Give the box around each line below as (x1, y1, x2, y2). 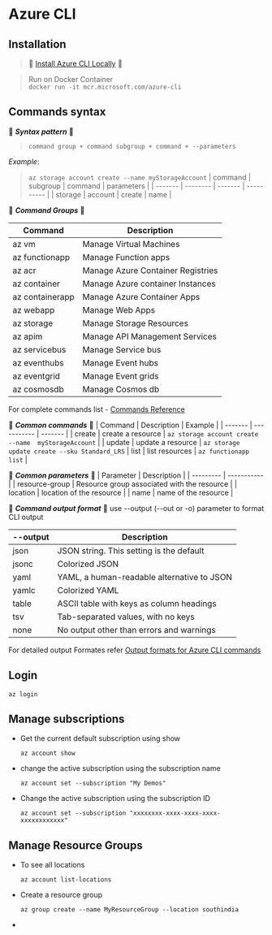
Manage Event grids (82, 370, 159, 382)
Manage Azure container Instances (82, 278, 217, 289)
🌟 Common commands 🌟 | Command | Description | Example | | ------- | (8, 420, 253, 430)
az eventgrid (12, 370, 61, 382)
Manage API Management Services (82, 331, 218, 342)
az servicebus (12, 344, 67, 355)
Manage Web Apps (82, 304, 156, 315)
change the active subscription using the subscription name (19, 764, 221, 773)
